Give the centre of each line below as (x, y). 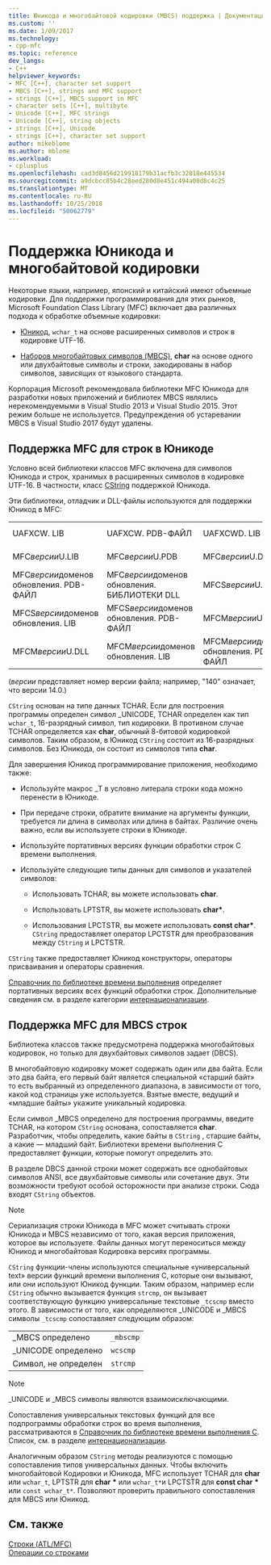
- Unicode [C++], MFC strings (59, 114)
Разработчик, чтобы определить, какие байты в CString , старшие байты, (135, 1135)
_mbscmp (125, 1337)
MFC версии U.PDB (142, 556)
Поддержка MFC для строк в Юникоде (111, 449)
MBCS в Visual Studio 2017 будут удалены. (81, 423)
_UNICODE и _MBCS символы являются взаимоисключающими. (119, 1399)
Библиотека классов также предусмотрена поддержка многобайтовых (132, 1044)
